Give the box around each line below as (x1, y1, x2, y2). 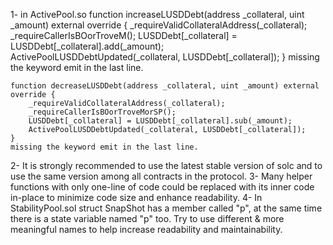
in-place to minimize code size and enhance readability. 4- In (10, 192, 263, 203)
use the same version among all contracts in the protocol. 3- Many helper (10, 170, 313, 182)
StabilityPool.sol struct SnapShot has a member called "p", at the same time (10, 202, 323, 214)
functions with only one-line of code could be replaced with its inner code (10, 181, 315, 193)
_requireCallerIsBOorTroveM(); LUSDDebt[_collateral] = (10, 30, 238, 41)
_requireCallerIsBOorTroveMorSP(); (28, 107, 177, 117)
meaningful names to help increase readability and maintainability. (10, 224, 283, 235)
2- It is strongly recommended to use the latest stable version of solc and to (10, 160, 323, 171)
